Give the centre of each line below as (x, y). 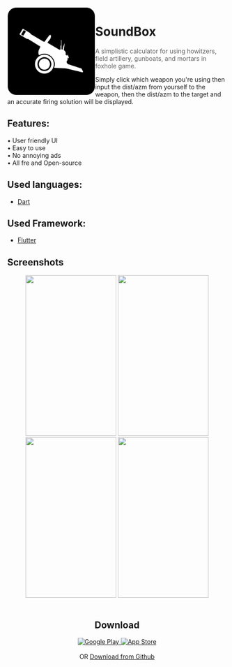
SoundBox (126, 32)
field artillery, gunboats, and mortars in (151, 58)
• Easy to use (26, 148)
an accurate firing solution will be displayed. (70, 101)
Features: (29, 124)
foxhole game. (116, 66)
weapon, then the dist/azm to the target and (158, 94)
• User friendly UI (32, 140)
